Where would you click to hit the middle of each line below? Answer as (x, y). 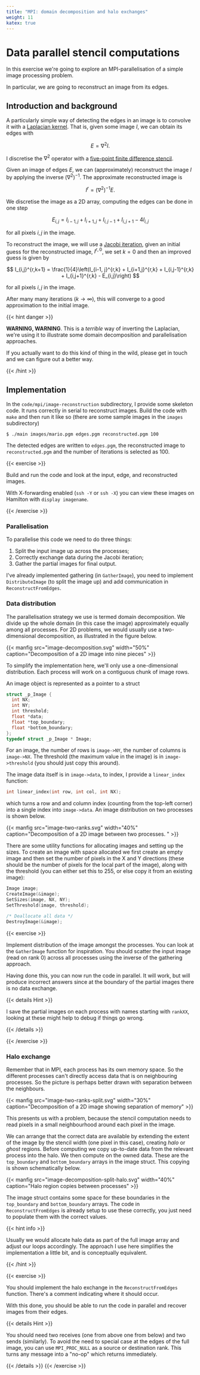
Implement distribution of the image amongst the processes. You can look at (100, 945)
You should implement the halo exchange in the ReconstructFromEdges (92, 1287)
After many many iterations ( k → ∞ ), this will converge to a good (86, 299)
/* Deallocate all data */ (40, 916)
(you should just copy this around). (77, 763)
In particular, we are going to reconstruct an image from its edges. (87, 87)
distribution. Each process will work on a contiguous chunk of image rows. (98, 672)
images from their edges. (37, 1311)
